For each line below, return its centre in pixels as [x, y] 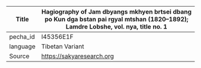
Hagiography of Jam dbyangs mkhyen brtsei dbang [117, 12]
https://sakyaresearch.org [77, 56]
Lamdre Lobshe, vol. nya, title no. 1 [116, 27]
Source [19, 56]
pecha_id [22, 37]
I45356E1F [57, 37]
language [22, 46]
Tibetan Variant [63, 46]
